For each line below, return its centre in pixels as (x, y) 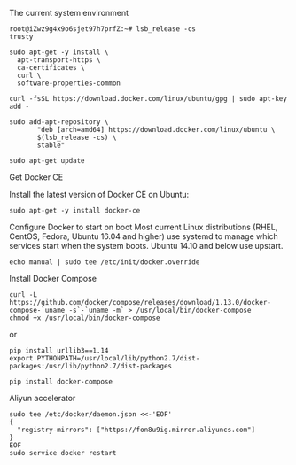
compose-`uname (37, 310)
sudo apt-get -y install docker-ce (75, 211)
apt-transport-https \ (59, 60)
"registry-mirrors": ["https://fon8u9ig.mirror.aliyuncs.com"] (136, 430)
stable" (51, 145)
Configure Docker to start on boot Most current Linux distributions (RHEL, (144, 227)
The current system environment (69, 13)
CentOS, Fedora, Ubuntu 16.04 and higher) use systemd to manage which (144, 236)
